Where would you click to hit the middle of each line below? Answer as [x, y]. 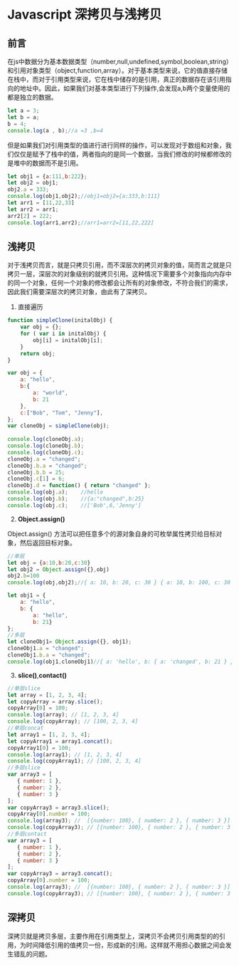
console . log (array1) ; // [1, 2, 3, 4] [65, 755]
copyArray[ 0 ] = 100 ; [38, 708]
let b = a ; [23, 117]
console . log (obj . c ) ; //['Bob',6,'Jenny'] [74, 505]
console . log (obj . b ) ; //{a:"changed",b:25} [76, 499]
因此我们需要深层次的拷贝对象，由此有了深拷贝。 [79, 292]
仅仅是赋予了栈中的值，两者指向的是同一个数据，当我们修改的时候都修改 [119, 154]
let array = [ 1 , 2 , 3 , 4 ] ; [47, 695]
